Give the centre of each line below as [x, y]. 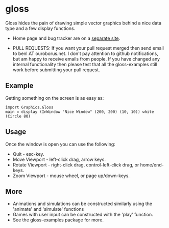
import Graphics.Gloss [29, 107]
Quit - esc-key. [28, 154]
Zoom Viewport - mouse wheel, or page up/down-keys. [71, 176]
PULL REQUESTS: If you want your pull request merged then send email [88, 48]
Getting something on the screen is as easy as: [55, 98]
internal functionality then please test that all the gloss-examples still [85, 64]
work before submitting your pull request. [56, 70]
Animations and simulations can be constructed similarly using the [82, 204]
